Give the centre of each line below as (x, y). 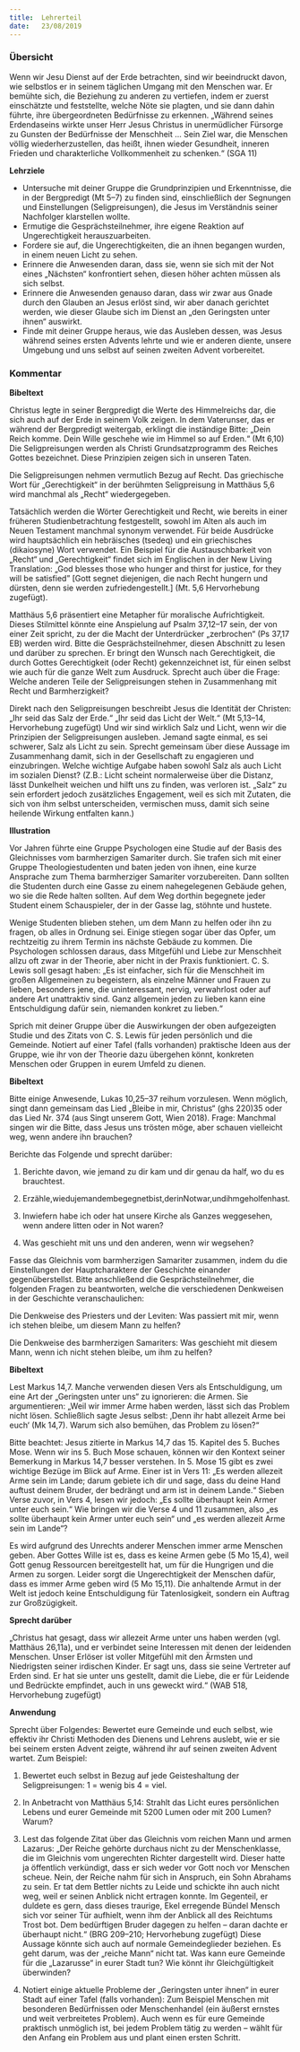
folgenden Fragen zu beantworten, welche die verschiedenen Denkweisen (146, 1289)
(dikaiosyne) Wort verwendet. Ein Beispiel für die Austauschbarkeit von (141, 550)
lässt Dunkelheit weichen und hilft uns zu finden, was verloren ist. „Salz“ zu (148, 785)
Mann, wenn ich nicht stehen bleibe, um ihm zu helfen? (111, 1352)
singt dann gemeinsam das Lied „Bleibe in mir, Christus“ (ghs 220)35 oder (146, 1108)
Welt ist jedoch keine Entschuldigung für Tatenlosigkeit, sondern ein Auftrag (150, 1594)
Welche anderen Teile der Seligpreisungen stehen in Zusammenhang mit (143, 682)
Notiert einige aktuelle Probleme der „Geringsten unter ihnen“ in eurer (150, 1990)
